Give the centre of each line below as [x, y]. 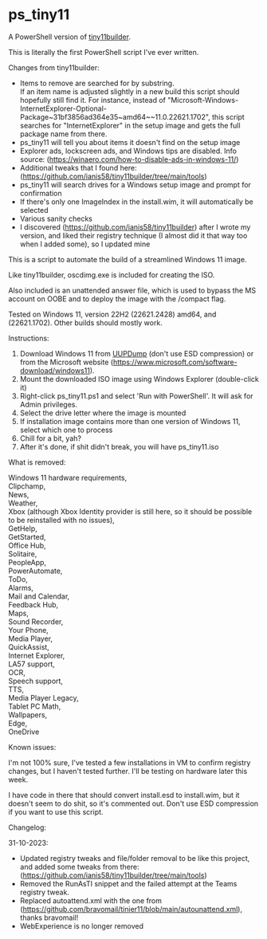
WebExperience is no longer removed [81, 925]
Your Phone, [29, 630]
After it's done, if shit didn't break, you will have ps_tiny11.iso [119, 446]
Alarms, [21, 587]
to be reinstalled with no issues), [62, 520]
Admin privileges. [49, 404]
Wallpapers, [28, 714]
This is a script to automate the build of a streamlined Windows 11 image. [128, 259]
